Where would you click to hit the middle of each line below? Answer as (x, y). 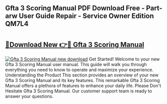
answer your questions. (29, 96)
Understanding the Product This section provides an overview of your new (82, 75)
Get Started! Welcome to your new (124, 59)
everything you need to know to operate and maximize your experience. (79, 70)
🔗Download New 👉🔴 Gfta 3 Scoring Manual (75, 44)
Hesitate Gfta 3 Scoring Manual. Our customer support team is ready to (79, 91)
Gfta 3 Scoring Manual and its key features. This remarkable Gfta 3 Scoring (82, 80)
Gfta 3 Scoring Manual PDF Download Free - (75, 8)
